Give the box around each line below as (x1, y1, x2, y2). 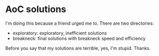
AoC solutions (5, 4, 66, 15)
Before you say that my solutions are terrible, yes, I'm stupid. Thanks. (5, 45, 151, 51)
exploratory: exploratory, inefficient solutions (12, 30, 107, 36)
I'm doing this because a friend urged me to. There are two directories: (5, 20, 154, 26)
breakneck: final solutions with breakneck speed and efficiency (12, 35, 146, 41)
